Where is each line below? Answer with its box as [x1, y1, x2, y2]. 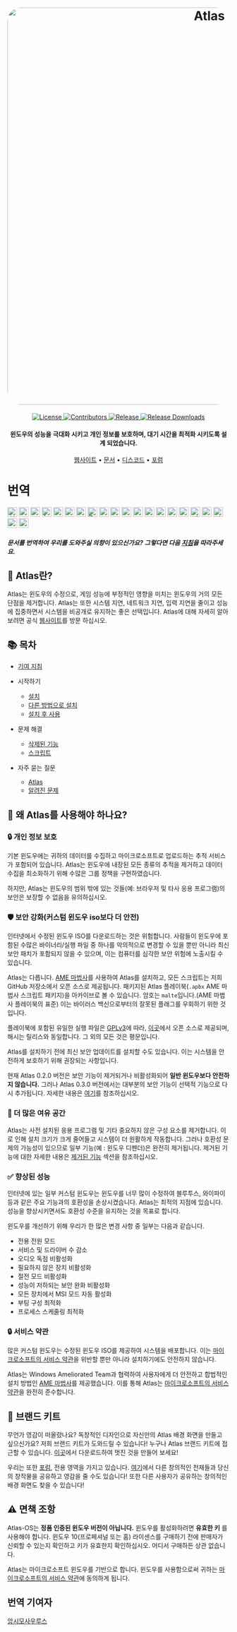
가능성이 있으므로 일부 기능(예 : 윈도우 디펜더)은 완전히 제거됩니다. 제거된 [20, 1143, 221, 1152]
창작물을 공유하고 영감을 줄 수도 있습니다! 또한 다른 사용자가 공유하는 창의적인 [14, 1472, 228, 1480]
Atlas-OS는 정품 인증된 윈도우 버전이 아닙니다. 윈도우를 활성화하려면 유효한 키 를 [7, 1523, 228, 1532]
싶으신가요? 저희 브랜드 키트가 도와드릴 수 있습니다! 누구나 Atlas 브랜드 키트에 [7, 1439, 221, 1448]
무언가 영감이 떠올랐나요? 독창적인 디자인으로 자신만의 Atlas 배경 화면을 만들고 [7, 1430, 223, 1439]
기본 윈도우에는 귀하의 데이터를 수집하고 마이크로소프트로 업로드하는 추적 [7, 851, 207, 859]
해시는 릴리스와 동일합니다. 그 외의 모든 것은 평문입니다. [7, 1032, 160, 1041]
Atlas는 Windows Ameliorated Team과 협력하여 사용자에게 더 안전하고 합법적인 [7, 1370, 228, 1378]
